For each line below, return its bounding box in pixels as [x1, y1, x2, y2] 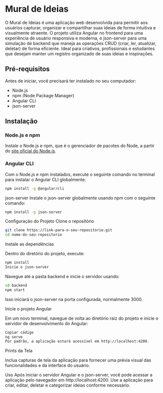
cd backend [5, 283, 27, 288]
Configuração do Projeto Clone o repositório [5, 218, 94, 224]
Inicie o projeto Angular [5, 306, 52, 311]
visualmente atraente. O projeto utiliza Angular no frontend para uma [5, 30, 143, 36]
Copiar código [5, 330, 34, 335]
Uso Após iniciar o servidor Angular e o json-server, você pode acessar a [5, 372, 153, 378]
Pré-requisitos [5, 65, 50, 73]
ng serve [5, 334, 23, 339]
